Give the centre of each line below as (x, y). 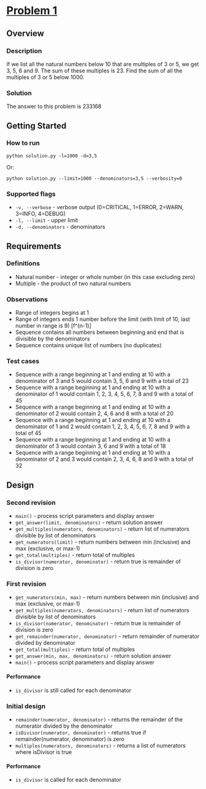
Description (24, 51)
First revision (26, 584)
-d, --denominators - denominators (60, 227)
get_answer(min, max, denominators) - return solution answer (93, 656)
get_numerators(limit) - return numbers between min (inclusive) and (103, 542)
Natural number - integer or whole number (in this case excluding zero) (105, 277)
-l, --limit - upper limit (47, 220)
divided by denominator (45, 643)
